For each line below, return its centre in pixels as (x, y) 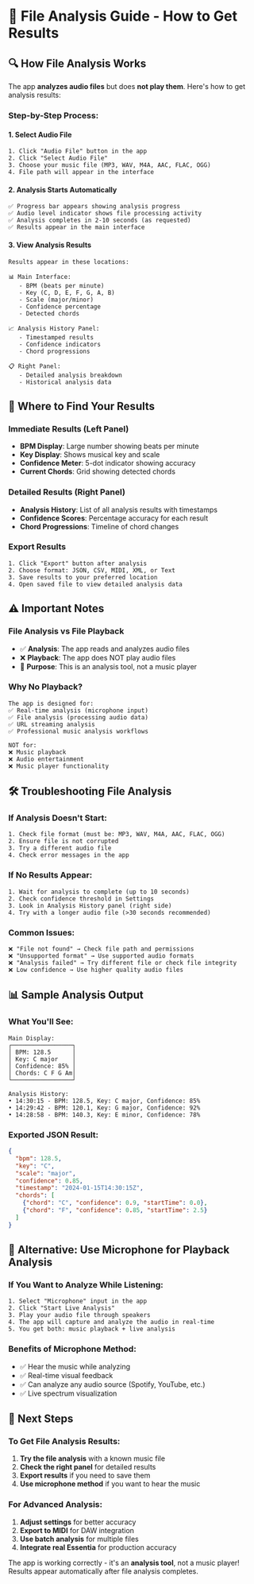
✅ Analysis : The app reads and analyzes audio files (105, 649)
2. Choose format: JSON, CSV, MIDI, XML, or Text (92, 570)
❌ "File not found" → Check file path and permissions (101, 949)
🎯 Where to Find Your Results (82, 406)
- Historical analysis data (65, 382)
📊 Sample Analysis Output (76, 995)
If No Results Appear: (50, 875)
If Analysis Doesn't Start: (58, 818)
